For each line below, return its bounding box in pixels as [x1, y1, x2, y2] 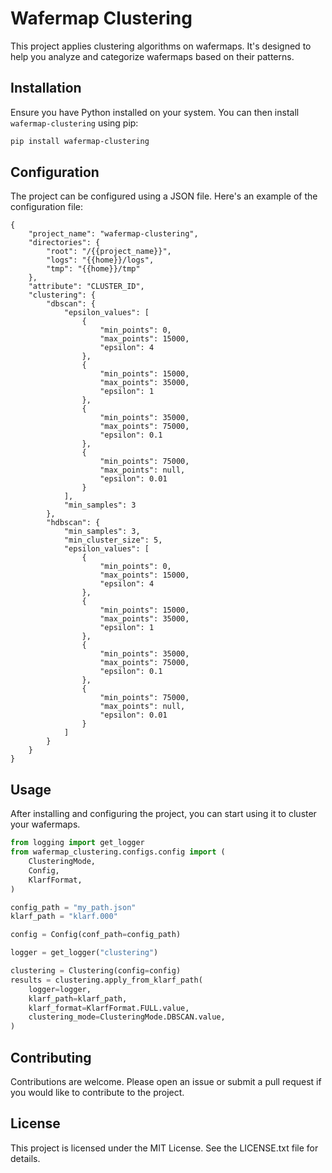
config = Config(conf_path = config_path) [10, 930, 182, 940]
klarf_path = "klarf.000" [10, 912, 118, 922]
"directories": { [28, 238, 101, 248]
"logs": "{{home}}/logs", [46, 255, 155, 266]
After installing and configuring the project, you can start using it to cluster [10, 808, 317, 820]
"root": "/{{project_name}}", [46, 247, 172, 257]
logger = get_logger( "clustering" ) [10, 948, 159, 958]
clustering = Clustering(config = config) [10, 966, 182, 976]
